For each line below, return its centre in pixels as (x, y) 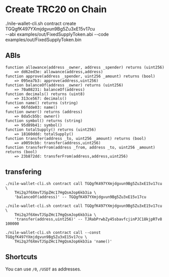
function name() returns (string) (42, 103)
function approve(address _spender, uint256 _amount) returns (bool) (80, 76)
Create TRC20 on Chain (56, 9)
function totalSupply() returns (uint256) (51, 130)
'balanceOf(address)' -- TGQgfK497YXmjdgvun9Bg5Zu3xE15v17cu (80, 197)
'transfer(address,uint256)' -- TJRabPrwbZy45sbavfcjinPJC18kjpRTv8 (88, 219)
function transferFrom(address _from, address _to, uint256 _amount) (80, 147)
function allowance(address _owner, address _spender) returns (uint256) (85, 67)
